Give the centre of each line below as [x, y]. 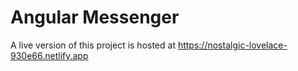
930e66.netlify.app [49, 55]
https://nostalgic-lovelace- [232, 45]
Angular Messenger [95, 17]
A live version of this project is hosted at [93, 45]
